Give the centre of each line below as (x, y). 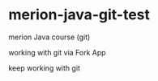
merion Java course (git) (49, 37)
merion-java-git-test (79, 15)
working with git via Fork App (58, 52)
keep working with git (45, 68)
